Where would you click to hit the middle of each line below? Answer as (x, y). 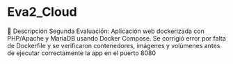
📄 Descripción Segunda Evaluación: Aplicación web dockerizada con (106, 31)
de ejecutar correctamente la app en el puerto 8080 (82, 53)
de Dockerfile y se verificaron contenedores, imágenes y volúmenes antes (114, 45)
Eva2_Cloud (42, 12)
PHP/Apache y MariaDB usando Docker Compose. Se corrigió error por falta (116, 38)
